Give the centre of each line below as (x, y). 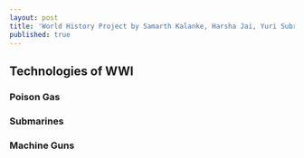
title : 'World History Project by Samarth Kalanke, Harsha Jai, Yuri (143, 26)
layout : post (34, 18)
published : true (40, 34)
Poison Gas (35, 97)
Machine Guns (42, 145)
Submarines (37, 121)
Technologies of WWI (71, 71)
